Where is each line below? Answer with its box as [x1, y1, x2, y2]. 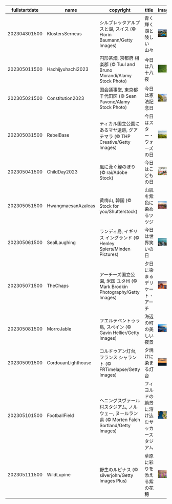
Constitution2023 [47, 95, 84, 101]
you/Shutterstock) [99, 208, 138, 214]
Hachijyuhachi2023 [47, 66, 89, 72]
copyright [109, 7, 131, 13]
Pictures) [99, 251, 119, 257]
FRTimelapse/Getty [99, 366, 140, 372]
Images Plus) [99, 477, 127, 484]
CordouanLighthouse [47, 359, 92, 366]
